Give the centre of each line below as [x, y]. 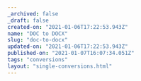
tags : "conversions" [38, 60]
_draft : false [28, 20]
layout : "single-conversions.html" [60, 66]
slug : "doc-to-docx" [38, 40]
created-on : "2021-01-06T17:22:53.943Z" [68, 27]
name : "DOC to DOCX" [38, 33]
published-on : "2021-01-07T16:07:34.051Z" [71, 54]
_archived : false [33, 14]
